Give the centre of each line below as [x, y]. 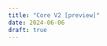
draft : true [28, 30]
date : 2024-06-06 [37, 23]
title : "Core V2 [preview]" [54, 15]
